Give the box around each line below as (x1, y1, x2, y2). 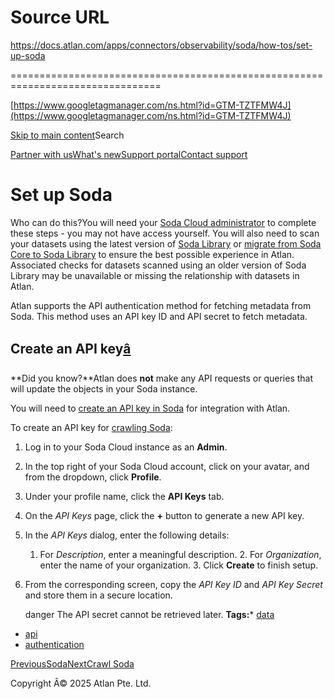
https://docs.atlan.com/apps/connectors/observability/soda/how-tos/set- (10, 39, 313, 51)
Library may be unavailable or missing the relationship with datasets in (10, 269, 300, 281)
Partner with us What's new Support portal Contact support (10, 148, 248, 160)
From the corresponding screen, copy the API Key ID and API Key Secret (24, 578, 323, 590)
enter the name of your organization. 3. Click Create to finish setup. (39, 559, 319, 571)
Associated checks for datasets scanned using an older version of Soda (10, 259, 307, 271)
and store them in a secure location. (24, 589, 173, 601)
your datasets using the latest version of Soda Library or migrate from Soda (10, 237, 322, 250)
